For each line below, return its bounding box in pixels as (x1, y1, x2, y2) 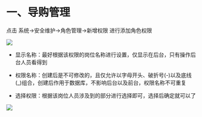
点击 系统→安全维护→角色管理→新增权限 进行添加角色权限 (6, 27, 152, 34)
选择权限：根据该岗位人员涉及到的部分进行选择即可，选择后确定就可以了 (15, 92, 196, 99)
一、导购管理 (6, 5, 71, 19)
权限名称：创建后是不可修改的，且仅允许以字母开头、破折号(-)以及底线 (15, 71, 192, 79)
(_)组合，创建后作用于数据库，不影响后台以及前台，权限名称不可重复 (15, 79, 187, 86)
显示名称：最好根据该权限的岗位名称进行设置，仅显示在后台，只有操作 (15, 51, 191, 58)
